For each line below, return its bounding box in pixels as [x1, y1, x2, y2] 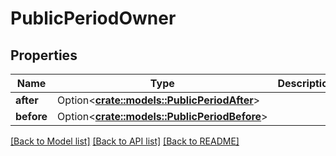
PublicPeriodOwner [10, 7, 177, 30]
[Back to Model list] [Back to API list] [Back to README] [10, 135, 240, 147]
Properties [10, 47, 78, 64]
